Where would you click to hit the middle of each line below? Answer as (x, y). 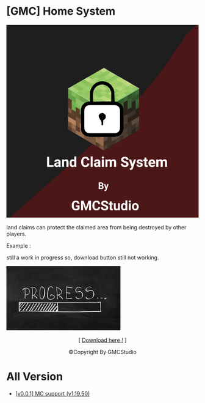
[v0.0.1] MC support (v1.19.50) (52, 393)
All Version (34, 377)
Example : (19, 245)
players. (16, 234)
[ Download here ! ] (103, 340)
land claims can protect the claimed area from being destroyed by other (96, 227)
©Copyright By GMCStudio (103, 352)
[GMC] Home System (61, 11)
